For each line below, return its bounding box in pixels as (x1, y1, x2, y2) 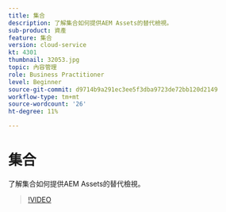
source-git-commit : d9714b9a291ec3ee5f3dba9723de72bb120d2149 (8, 85, 218, 94)
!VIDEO (27, 195, 52, 204)
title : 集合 (8, 11, 45, 20)
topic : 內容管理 (8, 64, 57, 71)
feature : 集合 (8, 33, 53, 42)
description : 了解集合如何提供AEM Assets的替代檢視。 (8, 19, 173, 27)
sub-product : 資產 (8, 26, 67, 34)
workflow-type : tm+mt (8, 93, 80, 101)
